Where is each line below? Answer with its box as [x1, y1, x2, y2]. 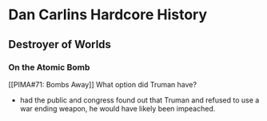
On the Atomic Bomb [8, 62, 90, 73]
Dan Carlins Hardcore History [8, 6, 208, 24]
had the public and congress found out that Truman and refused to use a [19, 95, 260, 105]
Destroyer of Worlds [8, 38, 112, 51]
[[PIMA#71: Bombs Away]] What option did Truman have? [8, 79, 197, 89]
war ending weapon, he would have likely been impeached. [19, 103, 216, 113]
